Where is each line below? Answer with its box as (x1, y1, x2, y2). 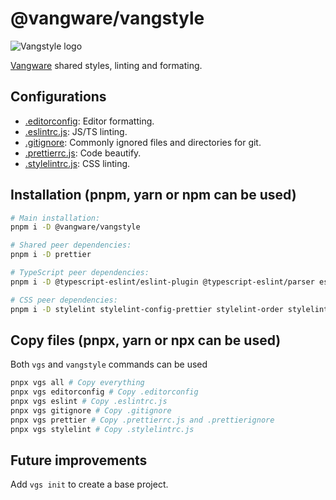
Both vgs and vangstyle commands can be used (10, 358, 208, 371)
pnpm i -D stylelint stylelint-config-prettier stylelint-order (10, 304, 284, 314)
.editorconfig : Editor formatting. (24, 115, 155, 127)
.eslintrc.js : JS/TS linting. (24, 125, 128, 137)
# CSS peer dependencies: (10, 295, 118, 305)
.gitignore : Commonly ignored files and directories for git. (24, 136, 262, 148)
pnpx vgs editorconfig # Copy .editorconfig (10, 387, 199, 397)
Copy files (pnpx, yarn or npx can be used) (10, 332, 282, 349)
